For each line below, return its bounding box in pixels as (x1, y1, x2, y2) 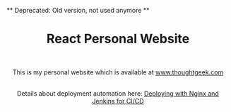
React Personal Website (46, 31, 190, 47)
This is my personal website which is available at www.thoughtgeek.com (12, 67, 224, 77)
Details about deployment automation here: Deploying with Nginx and (16, 89, 220, 98)
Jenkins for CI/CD (92, 96, 144, 105)
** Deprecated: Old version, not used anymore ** (6, 6, 150, 14)
